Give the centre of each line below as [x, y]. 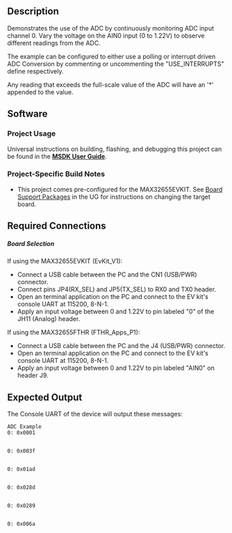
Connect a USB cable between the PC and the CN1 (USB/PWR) [107, 274]
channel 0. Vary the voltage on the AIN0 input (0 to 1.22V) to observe [106, 35]
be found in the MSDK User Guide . [57, 156]
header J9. [33, 375]
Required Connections [57, 226]
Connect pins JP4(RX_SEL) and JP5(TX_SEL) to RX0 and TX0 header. [117, 289]
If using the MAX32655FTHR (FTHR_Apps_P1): [74, 332]
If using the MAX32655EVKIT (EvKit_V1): [65, 261]
